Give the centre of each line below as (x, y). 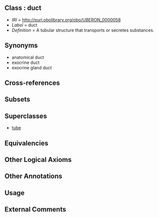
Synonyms (21, 46)
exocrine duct (25, 62)
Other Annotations (33, 176)
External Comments (35, 209)
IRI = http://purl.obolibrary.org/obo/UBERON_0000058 (66, 20)
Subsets (17, 99)
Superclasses (26, 116)
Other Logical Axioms (38, 160)
